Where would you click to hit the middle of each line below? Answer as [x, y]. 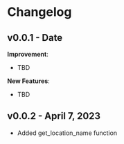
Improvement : [28, 54]
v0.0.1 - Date [35, 38]
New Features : [28, 81]
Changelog [39, 12]
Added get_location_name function [67, 133]
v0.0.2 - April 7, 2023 [54, 116]
